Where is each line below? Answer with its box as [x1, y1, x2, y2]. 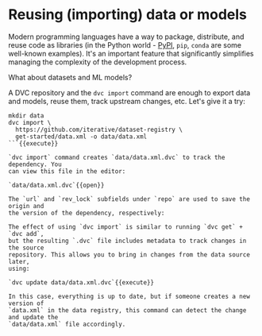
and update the [8, 313, 59, 321]
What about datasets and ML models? [8, 72, 133, 82]
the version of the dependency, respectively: [8, 209, 165, 217]
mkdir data [8, 111, 44, 120]
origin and [8, 202, 44, 210]
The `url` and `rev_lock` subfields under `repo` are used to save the [8, 195, 250, 203]
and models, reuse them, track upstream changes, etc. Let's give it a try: [8, 96, 246, 106]
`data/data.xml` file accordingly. [8, 320, 126, 328]
